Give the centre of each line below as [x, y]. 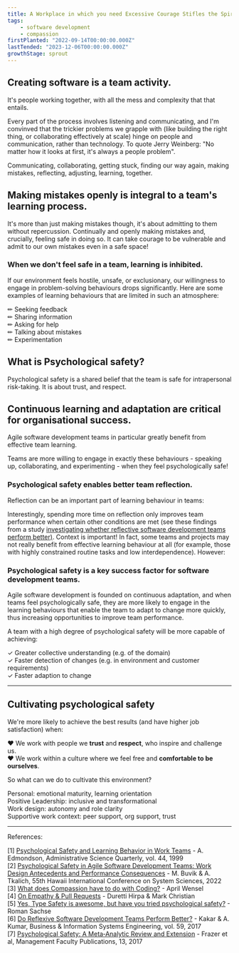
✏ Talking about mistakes [44, 331]
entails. [18, 107]
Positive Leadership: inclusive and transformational [82, 801]
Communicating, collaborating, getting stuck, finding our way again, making [118, 165]
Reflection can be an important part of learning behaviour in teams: [106, 500]
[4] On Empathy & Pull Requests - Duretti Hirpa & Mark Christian [101, 896]
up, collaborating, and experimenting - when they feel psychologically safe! [118, 466]
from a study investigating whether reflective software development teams [117, 529]
